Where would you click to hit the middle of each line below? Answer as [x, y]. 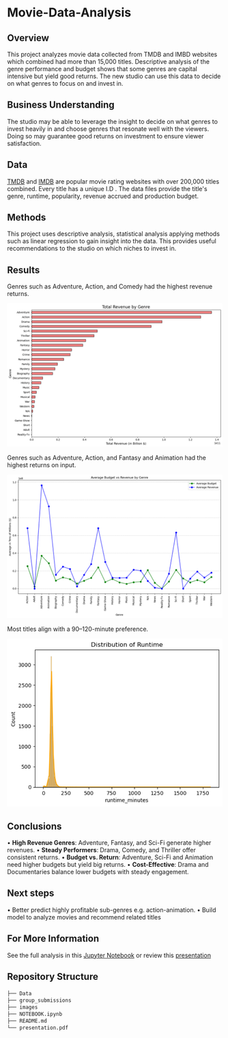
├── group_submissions [39, 1000]
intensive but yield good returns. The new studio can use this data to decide [114, 76]
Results [24, 270]
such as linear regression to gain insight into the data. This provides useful [112, 241]
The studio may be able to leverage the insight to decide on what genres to [113, 121]
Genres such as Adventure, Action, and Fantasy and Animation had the [106, 458]
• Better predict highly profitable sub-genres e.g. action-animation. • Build [112, 910]
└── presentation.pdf [38, 1028]
